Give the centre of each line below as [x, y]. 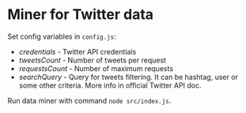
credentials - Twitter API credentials [78, 51]
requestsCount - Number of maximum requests [96, 68]
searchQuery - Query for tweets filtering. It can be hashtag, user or [129, 77]
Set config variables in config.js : [62, 36]
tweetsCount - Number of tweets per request [93, 60]
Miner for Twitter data [81, 15]
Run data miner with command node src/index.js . [89, 100]
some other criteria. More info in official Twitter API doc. [110, 85]
